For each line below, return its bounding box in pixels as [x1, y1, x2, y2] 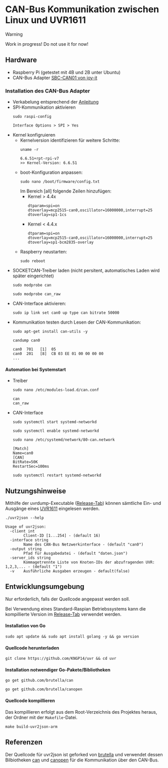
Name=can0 [12, 451, 34, 456]
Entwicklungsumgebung [5, 583, 85, 591]
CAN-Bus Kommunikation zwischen [5, 4, 159, 15]
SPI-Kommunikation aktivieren [12, 104, 76, 110]
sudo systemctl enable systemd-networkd [12, 428, 99, 434]
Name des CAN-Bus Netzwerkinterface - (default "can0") [23, 542, 144, 547]
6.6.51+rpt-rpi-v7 [20, 156, 59, 161]
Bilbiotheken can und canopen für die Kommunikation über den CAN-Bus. [5, 757, 159, 763]
